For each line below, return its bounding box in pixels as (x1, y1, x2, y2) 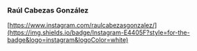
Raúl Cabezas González (7, 6, 89, 15)
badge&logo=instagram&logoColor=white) (7, 36, 129, 44)
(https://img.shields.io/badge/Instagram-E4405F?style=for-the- (7, 28, 190, 37)
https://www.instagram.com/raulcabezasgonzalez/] (9, 21, 157, 30)
